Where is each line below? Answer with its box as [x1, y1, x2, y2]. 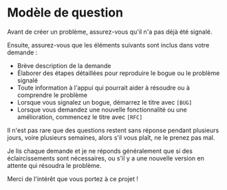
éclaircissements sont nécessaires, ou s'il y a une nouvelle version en [7, 154, 204, 162]
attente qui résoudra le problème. [7, 161, 102, 169]
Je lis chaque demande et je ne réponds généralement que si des [7, 147, 193, 155]
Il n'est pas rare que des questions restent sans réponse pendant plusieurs [7, 126, 219, 134]
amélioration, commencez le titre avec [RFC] [17, 112, 143, 121]
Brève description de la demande [17, 61, 111, 70]
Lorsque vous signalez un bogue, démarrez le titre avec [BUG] [17, 98, 193, 106]
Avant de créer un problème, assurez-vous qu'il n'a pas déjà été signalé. [7, 28, 213, 36]
